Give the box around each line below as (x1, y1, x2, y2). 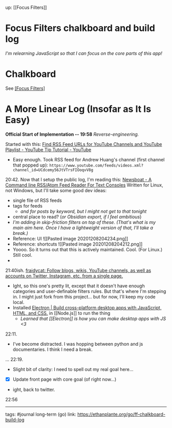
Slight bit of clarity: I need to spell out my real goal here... (12, 366, 134, 372)
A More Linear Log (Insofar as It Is (5, 103, 152, 115)
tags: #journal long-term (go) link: (5, 411, 77, 417)
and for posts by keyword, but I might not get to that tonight (20, 208, 147, 214)
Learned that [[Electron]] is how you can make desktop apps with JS (20, 315, 166, 322)
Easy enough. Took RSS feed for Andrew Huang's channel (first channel (12, 156, 165, 162)
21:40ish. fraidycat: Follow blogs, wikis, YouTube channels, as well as (5, 267, 152, 273)
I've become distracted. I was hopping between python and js (12, 341, 143, 347)
